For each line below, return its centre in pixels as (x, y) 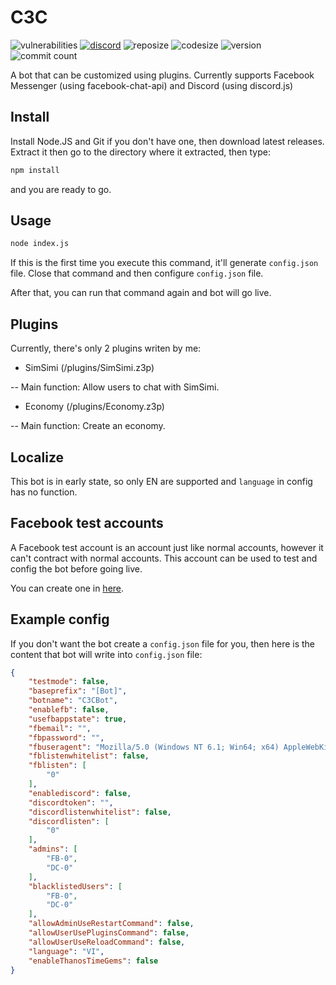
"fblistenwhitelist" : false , (89, 756)
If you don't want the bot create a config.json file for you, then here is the (163, 643)
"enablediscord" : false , (80, 793)
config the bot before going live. (76, 568)
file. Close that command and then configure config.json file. (137, 273)
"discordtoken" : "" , (71, 802)
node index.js (40, 244)
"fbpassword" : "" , (66, 737)
